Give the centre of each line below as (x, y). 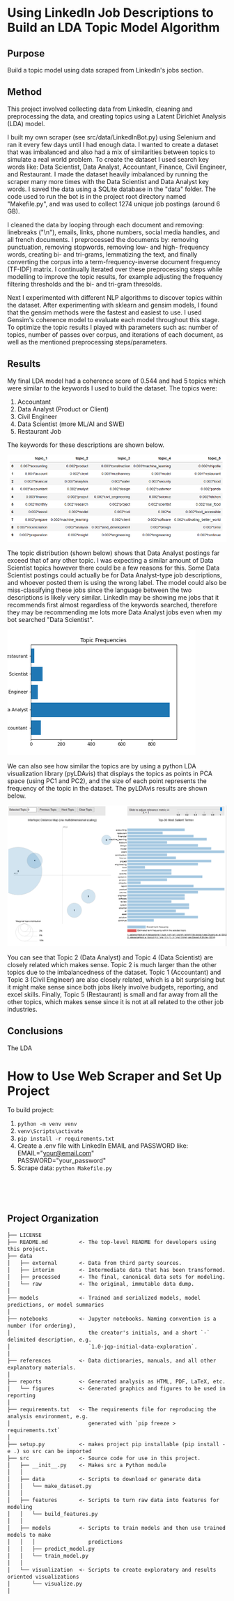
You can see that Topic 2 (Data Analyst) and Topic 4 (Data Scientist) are (110, 957)
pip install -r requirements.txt (66, 1139)
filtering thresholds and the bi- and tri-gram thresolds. (85, 284)
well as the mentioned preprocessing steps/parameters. (87, 342)
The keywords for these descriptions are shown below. (86, 445)
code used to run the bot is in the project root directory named (97, 196)
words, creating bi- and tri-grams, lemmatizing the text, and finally (102, 254)
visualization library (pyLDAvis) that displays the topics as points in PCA (110, 774)
